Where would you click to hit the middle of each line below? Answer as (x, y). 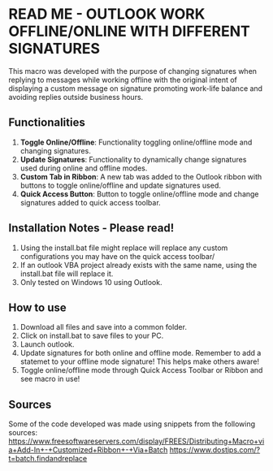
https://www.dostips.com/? (215, 450)
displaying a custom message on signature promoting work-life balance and (135, 88)
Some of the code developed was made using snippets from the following (132, 424)
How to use (37, 307)
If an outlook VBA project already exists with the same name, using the (139, 265)
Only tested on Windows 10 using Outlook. (91, 282)
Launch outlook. (47, 344)
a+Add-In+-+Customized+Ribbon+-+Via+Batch (88, 450)
